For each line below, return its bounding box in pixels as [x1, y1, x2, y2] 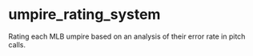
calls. [8, 39, 26, 49]
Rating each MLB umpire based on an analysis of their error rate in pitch [8, 32, 246, 41]
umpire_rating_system [8, 6, 161, 24]
